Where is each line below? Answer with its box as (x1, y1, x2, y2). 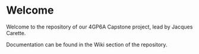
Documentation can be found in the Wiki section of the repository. (6, 41, 168, 48)
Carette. (6, 29, 26, 36)
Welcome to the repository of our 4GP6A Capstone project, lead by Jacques (6, 23, 193, 30)
